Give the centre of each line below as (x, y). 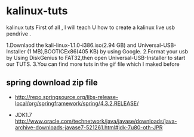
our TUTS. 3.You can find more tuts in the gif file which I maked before (93, 64)
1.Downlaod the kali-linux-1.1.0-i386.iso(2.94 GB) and (71, 45)
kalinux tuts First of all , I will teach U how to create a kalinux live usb (90, 27)
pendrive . (19, 33)
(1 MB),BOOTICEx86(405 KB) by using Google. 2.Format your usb (108, 51)
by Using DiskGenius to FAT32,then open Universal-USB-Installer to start (96, 58)
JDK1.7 (23, 114)
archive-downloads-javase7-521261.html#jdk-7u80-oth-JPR (89, 127)
